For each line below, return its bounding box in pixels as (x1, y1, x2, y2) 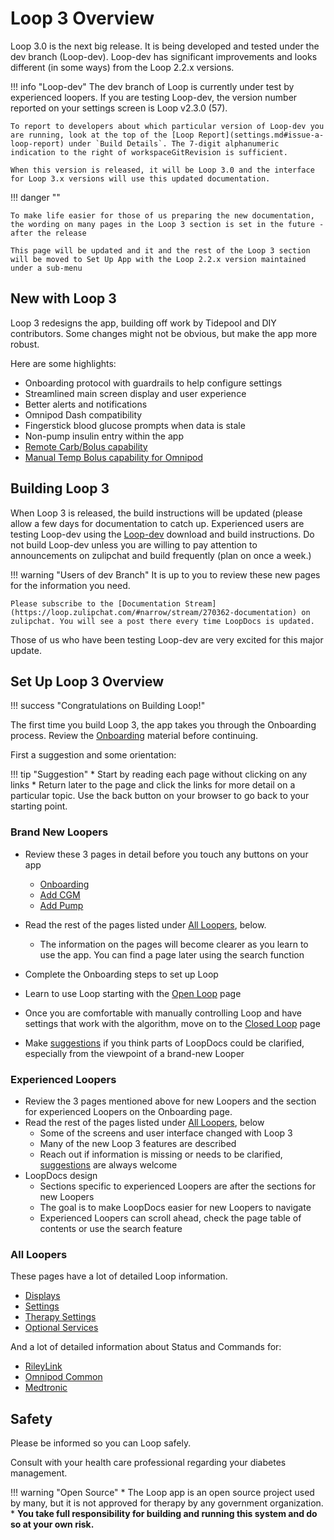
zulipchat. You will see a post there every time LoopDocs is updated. (10, 616, 315, 626)
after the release (10, 228, 87, 238)
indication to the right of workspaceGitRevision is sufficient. (10, 147, 288, 157)
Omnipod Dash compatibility (24, 408, 143, 421)
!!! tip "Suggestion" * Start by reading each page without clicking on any (10, 768, 308, 781)
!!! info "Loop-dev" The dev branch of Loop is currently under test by (10, 80, 295, 92)
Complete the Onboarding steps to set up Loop (24, 968, 219, 980)
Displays (24, 1290, 61, 1302)
